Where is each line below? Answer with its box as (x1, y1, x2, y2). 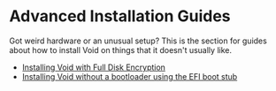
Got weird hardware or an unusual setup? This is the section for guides (9, 35, 267, 46)
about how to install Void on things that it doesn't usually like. (9, 44, 233, 55)
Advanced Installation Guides (9, 6, 232, 27)
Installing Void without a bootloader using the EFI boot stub (21, 71, 238, 81)
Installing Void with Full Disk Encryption (21, 62, 166, 72)
